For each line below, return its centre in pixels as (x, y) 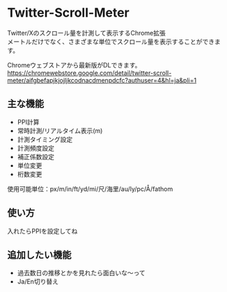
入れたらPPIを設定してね (42, 231)
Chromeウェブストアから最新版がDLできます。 (74, 65)
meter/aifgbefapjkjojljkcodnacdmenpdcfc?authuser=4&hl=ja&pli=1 (102, 80)
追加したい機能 (39, 255)
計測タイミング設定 (45, 139)
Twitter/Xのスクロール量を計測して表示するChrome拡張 (86, 33)
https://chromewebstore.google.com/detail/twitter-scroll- (89, 73)
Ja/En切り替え (38, 282)
